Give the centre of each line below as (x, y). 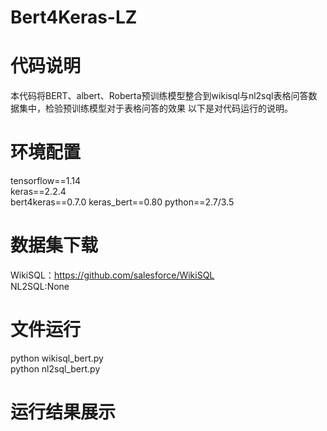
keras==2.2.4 (38, 192)
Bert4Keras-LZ (74, 17)
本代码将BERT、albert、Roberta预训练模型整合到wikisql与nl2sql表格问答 (159, 96)
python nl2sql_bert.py (55, 368)
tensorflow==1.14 (46, 181)
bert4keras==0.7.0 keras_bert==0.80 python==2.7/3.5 (122, 202)
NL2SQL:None (40, 286)
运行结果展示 (63, 412)
